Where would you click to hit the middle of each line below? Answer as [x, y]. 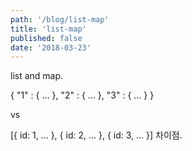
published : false [46, 38]
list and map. [37, 76]
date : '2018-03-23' [51, 47]
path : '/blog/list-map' [60, 19]
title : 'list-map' [48, 29]
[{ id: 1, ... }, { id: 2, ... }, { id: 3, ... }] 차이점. [96, 135]
